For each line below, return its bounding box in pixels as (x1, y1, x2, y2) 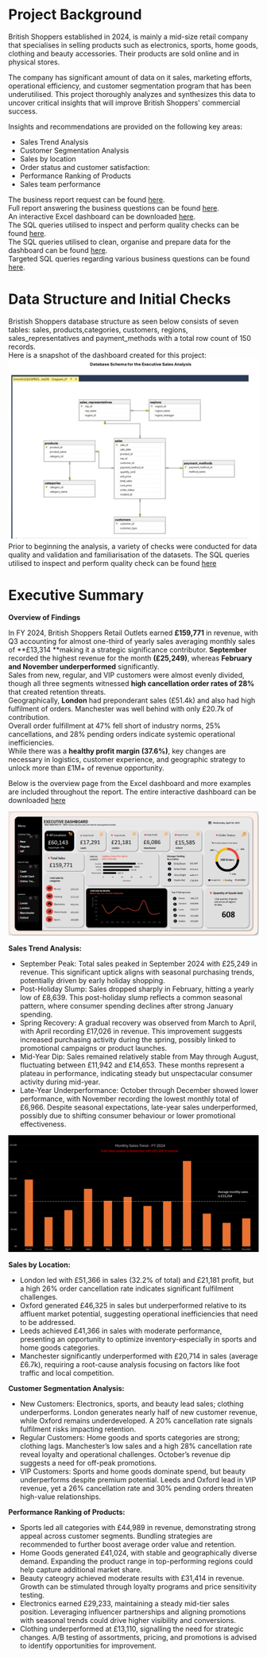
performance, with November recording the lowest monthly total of (19, 1094, 239, 1103)
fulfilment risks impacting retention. (19, 1424, 137, 1434)
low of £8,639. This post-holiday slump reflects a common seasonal (19, 992, 242, 1002)
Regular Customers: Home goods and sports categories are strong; (19, 1432, 240, 1442)
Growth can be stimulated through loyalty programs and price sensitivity (19, 1582, 257, 1591)
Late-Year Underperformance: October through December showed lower (19, 1085, 258, 1094)
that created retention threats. (8, 688, 106, 697)
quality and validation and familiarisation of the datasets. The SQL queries (8, 550, 250, 560)
